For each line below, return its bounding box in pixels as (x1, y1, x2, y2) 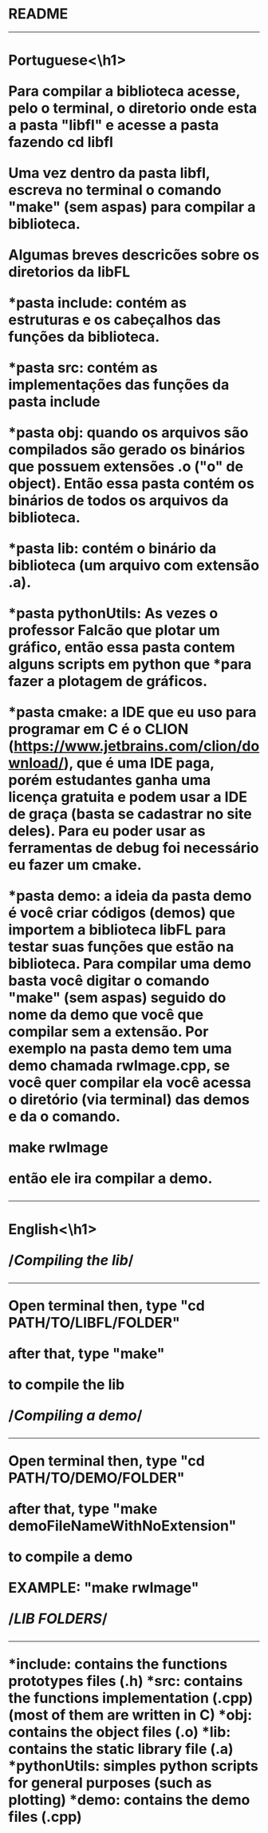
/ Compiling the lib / (8, 1252, 134, 1270)
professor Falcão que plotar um (8, 621, 221, 640)
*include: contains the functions (8, 1655, 228, 1673)
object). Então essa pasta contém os (8, 474, 255, 493)
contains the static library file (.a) (8, 1740, 234, 1758)
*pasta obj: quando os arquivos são (8, 424, 249, 442)
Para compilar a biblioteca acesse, (8, 82, 241, 101)
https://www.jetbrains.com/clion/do (14, 737, 260, 756)
